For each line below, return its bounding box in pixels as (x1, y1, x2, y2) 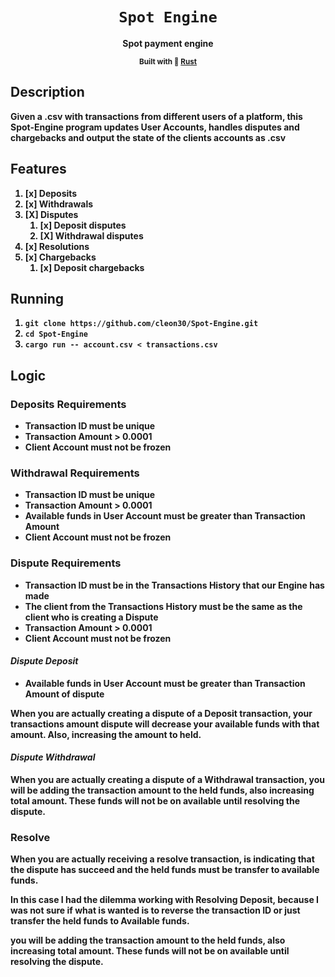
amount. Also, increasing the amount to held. (10, 728, 202, 740)
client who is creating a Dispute (24, 611, 159, 623)
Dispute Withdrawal (10, 751, 96, 763)
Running (10, 290, 65, 307)
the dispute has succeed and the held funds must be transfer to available (10, 864, 320, 876)
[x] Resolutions (24, 240, 90, 252)
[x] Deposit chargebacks (39, 261, 145, 273)
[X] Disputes (24, 208, 79, 220)
